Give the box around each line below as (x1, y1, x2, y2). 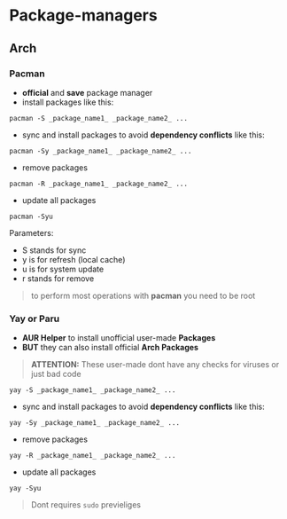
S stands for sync (21, 245, 87, 256)
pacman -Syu (9, 212, 53, 221)
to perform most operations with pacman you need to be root (30, 290, 256, 301)
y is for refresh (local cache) (21, 254, 126, 264)
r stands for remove (21, 272, 95, 284)
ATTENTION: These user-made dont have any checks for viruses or (30, 359, 280, 370)
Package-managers (9, 5, 158, 26)
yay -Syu (9, 484, 42, 493)
